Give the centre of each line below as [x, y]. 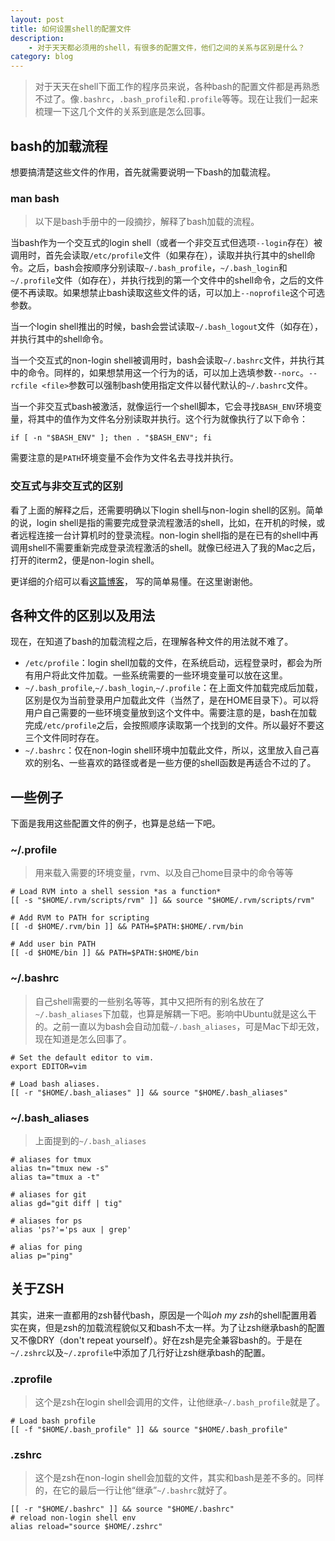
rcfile [24, 386]
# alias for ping [46, 1247]
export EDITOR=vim [48, 1066]
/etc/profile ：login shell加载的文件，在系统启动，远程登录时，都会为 [169, 663]
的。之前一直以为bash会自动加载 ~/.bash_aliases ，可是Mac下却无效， [179, 1026]
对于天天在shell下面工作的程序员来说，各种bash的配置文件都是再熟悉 [177, 87]
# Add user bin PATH [53, 944]
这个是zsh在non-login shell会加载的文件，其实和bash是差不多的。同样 [179, 1478]
